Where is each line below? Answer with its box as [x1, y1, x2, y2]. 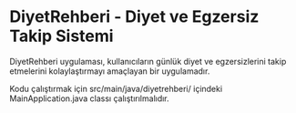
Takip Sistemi [9, 26, 114, 46]
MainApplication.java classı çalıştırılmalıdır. [9, 93, 170, 104]
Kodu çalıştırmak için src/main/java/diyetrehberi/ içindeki [9, 83, 223, 94]
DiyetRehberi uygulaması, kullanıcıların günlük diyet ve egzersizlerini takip [9, 56, 287, 67]
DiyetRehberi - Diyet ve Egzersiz [9, 6, 260, 27]
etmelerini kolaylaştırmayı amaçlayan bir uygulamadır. [9, 66, 210, 77]
